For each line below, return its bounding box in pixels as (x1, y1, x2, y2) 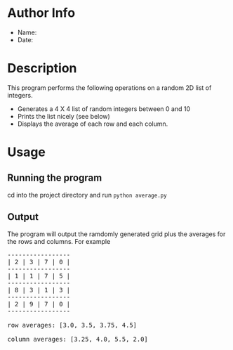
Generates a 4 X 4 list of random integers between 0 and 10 (17, 104, 191, 113)
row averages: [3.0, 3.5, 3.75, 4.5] (7, 321, 138, 329)
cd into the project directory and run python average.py (7, 190, 167, 199)
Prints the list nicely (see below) (17, 112, 110, 120)
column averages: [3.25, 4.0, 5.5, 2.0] (7, 335, 149, 343)
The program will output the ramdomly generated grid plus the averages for (7, 230, 226, 238)
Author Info (7, 5, 76, 21)
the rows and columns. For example (7, 237, 111, 245)
